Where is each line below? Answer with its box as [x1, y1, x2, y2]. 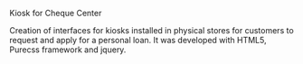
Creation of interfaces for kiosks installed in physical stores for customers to [9, 25, 294, 35]
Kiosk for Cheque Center [9, 8, 102, 18]
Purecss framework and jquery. [9, 44, 127, 55]
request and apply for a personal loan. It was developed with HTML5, [9, 35, 267, 45]
